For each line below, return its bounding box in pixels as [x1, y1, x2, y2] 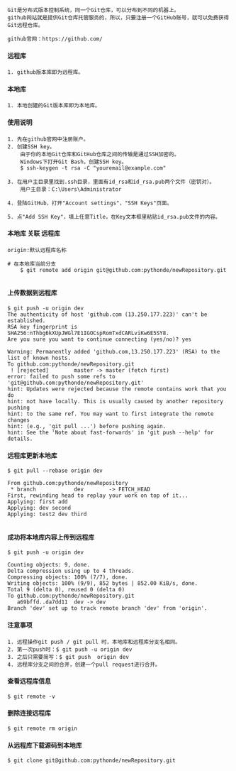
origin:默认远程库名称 [7, 246, 67, 253]
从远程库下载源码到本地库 [7, 740, 82, 749]
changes [7, 417, 30, 424]
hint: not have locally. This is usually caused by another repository [7, 398, 223, 405]
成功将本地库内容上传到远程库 [7, 532, 94, 541]
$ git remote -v [7, 693, 55, 700]
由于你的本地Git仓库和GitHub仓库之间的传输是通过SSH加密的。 [20, 151, 180, 158]
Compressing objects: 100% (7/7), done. [7, 574, 129, 581]
